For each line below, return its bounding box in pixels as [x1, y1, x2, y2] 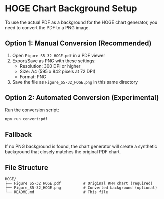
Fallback [5, 130, 32, 139]
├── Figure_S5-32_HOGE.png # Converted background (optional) [5, 185, 157, 190]
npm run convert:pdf [5, 116, 48, 121]
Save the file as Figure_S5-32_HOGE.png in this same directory [12, 79, 138, 85]
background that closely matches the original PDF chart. [5, 149, 121, 155]
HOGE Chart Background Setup [5, 3, 137, 14]
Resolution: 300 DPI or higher [19, 63, 81, 69]
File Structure [5, 163, 48, 172]
